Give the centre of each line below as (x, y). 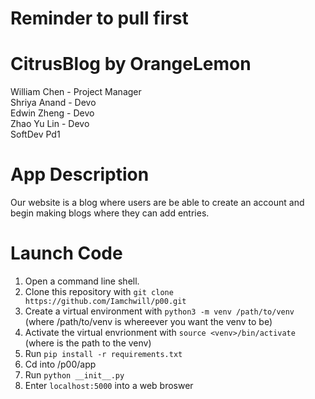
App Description (80, 174)
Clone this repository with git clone (99, 291)
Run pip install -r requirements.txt (103, 353)
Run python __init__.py (74, 375)
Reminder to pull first (99, 18)
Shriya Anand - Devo (53, 103)
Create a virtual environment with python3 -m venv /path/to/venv (159, 311)
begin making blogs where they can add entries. (110, 213)
